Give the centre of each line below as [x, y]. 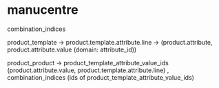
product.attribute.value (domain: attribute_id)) [72, 49]
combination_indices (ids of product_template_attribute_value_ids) [101, 77]
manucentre [43, 10]
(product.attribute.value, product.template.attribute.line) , [88, 70]
